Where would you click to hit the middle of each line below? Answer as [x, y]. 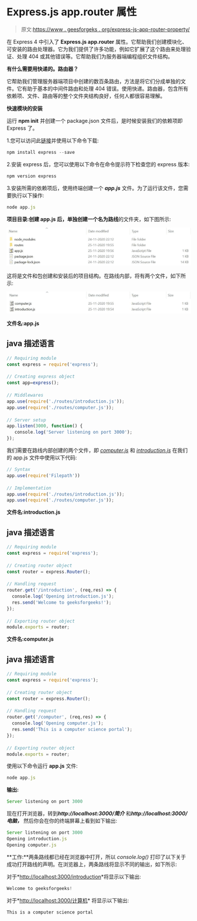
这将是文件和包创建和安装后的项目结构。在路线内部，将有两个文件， [89, 276]
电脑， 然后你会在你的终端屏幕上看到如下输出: [62, 821]
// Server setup [26, 420]
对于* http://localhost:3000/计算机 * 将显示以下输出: [68, 900]
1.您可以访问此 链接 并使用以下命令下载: [53, 140]
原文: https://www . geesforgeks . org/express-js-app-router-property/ [105, 29]
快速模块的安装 [25, 108]
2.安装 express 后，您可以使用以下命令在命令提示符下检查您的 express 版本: [98, 164]
